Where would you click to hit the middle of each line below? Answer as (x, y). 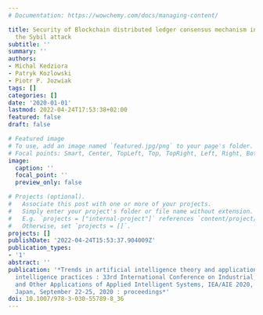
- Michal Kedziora (38, 66)
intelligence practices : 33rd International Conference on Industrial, (136, 277)
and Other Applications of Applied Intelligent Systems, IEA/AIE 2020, (135, 284)
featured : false (34, 117)
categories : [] (33, 95)
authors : (22, 59)
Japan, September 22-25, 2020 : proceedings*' (92, 291)
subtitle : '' (29, 44)
